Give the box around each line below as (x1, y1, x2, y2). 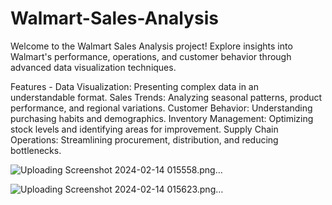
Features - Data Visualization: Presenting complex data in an (10, 80, 259, 92)
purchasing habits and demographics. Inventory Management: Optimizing (10, 112, 314, 124)
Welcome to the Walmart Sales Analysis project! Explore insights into (10, 40, 293, 52)
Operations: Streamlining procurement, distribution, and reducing (10, 133, 279, 146)
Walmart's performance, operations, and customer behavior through (10, 50, 292, 62)
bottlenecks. (10, 144, 62, 156)
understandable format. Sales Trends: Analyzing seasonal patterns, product (10, 91, 323, 103)
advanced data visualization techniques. (10, 61, 177, 73)
